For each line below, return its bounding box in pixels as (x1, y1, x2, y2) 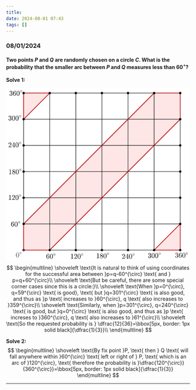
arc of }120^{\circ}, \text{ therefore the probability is (11, 359, 136, 366)
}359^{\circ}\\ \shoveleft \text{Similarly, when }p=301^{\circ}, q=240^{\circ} (8, 301, 188, 308)
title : (6, 9, 22, 15)
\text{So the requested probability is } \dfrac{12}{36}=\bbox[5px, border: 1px (6, 320, 190, 327)
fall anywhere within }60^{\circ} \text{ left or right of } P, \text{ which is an (9, 353, 187, 360)
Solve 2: (6, 337, 26, 344)
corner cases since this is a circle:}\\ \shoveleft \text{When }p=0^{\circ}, (11, 282, 185, 289)
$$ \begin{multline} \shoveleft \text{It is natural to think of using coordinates (6, 264, 190, 271)
